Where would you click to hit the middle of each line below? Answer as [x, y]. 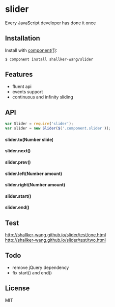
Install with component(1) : [31, 50]
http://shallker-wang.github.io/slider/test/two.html [56, 240]
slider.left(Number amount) [34, 174]
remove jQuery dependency [41, 267]
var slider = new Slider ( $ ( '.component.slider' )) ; [58, 129]
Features [19, 74]
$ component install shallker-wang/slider [49, 59]
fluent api [22, 86]
